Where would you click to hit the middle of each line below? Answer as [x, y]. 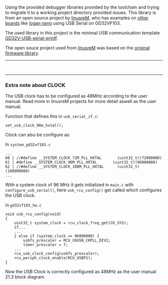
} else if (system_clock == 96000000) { [57, 236]
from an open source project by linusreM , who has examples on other [77, 18]
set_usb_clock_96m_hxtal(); [34, 125]
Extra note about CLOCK [35, 85]
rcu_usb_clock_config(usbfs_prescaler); [57, 254]
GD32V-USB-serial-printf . [32, 38]
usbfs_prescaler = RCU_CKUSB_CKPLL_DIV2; [67, 240]
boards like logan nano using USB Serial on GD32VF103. [63, 23]
